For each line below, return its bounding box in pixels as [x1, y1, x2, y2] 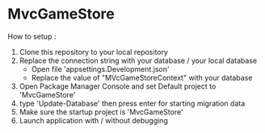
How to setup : [7, 31, 57, 41]
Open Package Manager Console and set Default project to [19, 81, 217, 91]
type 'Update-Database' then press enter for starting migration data [19, 98, 246, 108]
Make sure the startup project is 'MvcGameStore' [19, 106, 183, 117]
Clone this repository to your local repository [19, 47, 169, 56]
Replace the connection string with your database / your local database [19, 56, 258, 65]
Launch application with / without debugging [19, 115, 169, 125]
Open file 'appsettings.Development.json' [31, 64, 170, 73]
